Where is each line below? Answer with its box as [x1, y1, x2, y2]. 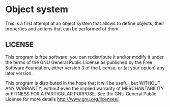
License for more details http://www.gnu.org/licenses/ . [5, 96, 120, 102]
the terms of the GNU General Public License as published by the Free [5, 59, 153, 65]
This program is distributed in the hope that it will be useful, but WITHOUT [5, 80, 161, 86]
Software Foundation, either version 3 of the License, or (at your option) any [5, 64, 165, 70]
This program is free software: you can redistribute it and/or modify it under [5, 54, 164, 60]
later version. [5, 70, 33, 76]
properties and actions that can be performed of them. [5, 25, 120, 31]
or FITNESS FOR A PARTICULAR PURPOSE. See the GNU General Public [5, 90, 157, 97]
